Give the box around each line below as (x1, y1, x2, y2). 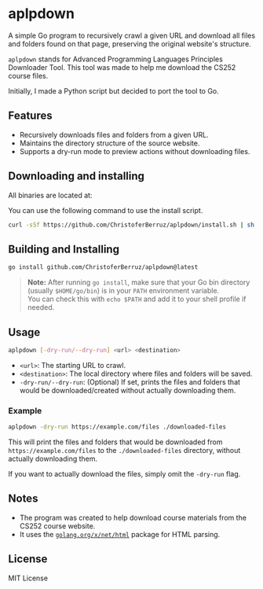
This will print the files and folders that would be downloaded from (8, 437, 223, 447)
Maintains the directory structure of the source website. (19, 138, 200, 148)
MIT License (8, 573, 49, 583)
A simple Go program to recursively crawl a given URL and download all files (8, 31, 256, 40)
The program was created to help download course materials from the (19, 513, 247, 522)
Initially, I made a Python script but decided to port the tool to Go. (8, 86, 220, 95)
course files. (8, 71, 49, 80)
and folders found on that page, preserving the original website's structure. (8, 39, 251, 48)
